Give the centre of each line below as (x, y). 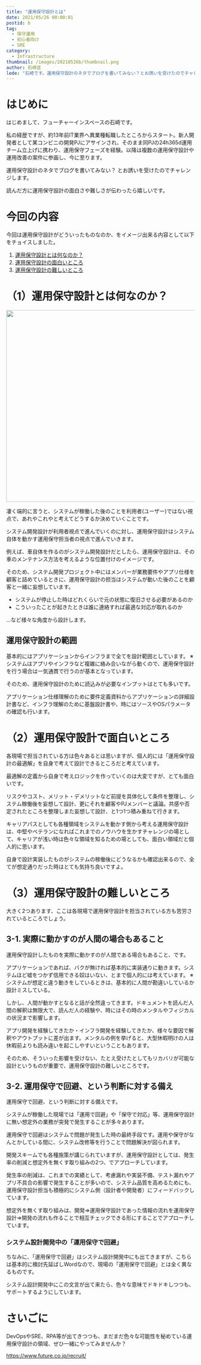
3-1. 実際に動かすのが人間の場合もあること (85, 939)
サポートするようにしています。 (45, 1292)
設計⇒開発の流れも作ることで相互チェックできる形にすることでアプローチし (100, 1218)
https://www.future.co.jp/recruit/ (46, 1355)
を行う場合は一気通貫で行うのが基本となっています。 (71, 671)
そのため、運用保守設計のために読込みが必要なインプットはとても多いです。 (100, 683)
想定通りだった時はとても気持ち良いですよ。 (71, 866)
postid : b (19, 23)
